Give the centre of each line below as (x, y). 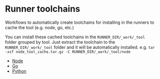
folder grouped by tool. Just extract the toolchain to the (60, 42)
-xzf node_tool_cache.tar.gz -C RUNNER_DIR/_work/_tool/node (68, 52)
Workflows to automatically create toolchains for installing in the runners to (80, 22)
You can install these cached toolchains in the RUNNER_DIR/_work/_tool (75, 37)
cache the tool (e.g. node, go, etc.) (39, 27)
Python (19, 71)
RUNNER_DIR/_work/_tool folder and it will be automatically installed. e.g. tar (80, 47)
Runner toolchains (43, 9)
